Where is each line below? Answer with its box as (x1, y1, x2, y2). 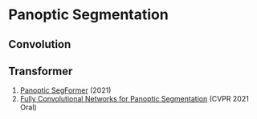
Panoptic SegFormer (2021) (19, 85, 112, 95)
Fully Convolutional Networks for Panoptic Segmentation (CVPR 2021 (19, 94, 249, 104)
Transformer (8, 64, 73, 77)
